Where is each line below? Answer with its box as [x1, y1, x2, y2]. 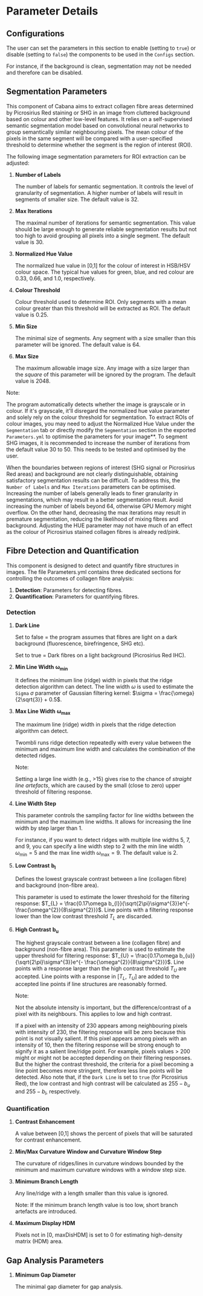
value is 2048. [14, 377, 51, 384]
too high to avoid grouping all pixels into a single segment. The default [14, 232, 190, 239]
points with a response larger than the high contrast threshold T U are [14, 964, 187, 973]
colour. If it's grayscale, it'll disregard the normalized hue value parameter [6, 407, 190, 414]
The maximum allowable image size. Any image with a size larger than [14, 364, 190, 372]
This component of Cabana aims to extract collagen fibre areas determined [6, 102, 193, 110]
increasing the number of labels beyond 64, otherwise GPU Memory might [6, 502, 192, 510]
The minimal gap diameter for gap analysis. [14, 1283, 123, 1290]
